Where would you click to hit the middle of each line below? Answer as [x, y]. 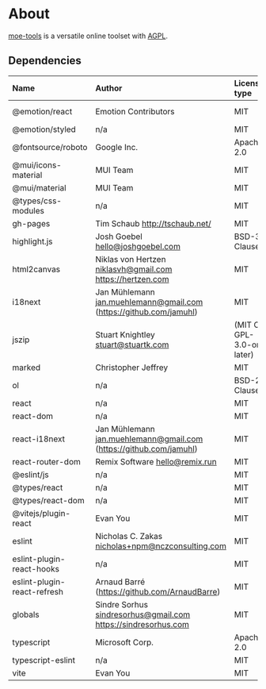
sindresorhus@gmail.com [142, 614]
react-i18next [39, 439]
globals [26, 614]
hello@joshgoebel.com [137, 246]
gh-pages [31, 223]
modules [28, 210]
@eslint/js [30, 475]
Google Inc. [116, 147]
